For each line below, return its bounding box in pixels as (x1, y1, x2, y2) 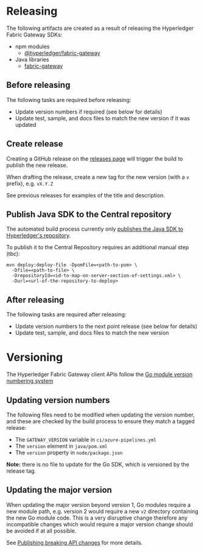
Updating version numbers (6, 395, 110, 405)
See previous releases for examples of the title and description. (6, 191, 166, 199)
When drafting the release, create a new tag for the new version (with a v (6, 173, 190, 181)
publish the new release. (6, 161, 68, 169)
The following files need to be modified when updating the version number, (6, 411, 195, 418)
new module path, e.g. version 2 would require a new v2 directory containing (6, 507, 199, 515)
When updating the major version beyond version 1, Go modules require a (6, 501, 191, 508)
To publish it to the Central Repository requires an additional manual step (6, 244, 189, 251)
